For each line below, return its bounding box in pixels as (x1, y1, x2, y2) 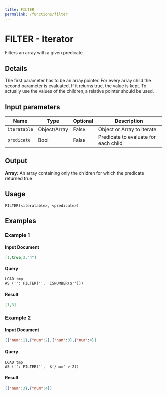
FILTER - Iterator (5, 33, 74, 45)
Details (5, 64, 27, 73)
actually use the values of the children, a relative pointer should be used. (5, 88, 154, 94)
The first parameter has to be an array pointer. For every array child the (5, 78, 151, 84)
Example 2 (5, 314, 31, 321)
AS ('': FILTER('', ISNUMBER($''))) (5, 281, 83, 286)
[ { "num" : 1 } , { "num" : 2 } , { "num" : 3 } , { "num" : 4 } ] (5, 338, 97, 343)
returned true (5, 175, 32, 181)
